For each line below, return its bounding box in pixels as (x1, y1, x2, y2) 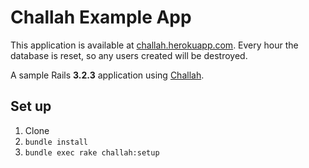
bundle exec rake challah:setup (24, 147, 160, 158)
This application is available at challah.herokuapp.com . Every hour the (10, 39, 299, 51)
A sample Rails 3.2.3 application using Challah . (10, 69, 205, 81)
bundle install (24, 137, 89, 147)
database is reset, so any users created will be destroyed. (10, 49, 248, 61)
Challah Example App (10, 6, 192, 29)
